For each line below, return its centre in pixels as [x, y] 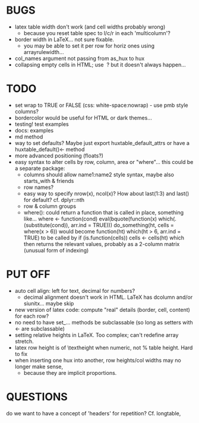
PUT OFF [28, 274]
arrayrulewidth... [44, 52]
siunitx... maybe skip [49, 303]
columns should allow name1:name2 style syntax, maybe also [99, 174]
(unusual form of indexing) [56, 250]
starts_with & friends [49, 181]
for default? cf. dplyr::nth [54, 200]
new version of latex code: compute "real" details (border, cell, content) [102, 310]
